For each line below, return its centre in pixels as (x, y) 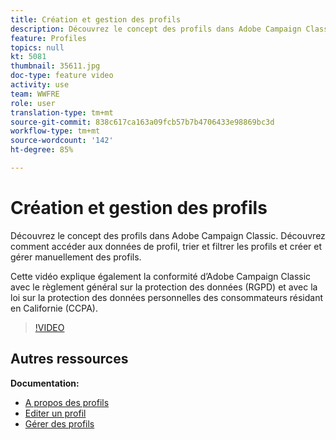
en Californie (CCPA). (54, 308)
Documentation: (45, 383)
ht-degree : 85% (42, 150)
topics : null (37, 47)
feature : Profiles (48, 38)
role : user (33, 103)
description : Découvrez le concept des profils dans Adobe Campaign (156, 29)
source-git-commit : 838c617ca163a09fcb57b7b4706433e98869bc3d (142, 122)
